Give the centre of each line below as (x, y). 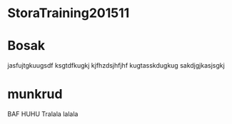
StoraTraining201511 (69, 13)
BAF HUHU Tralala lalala (43, 114)
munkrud (35, 94)
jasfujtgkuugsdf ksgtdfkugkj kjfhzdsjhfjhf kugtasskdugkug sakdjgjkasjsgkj (116, 66)
